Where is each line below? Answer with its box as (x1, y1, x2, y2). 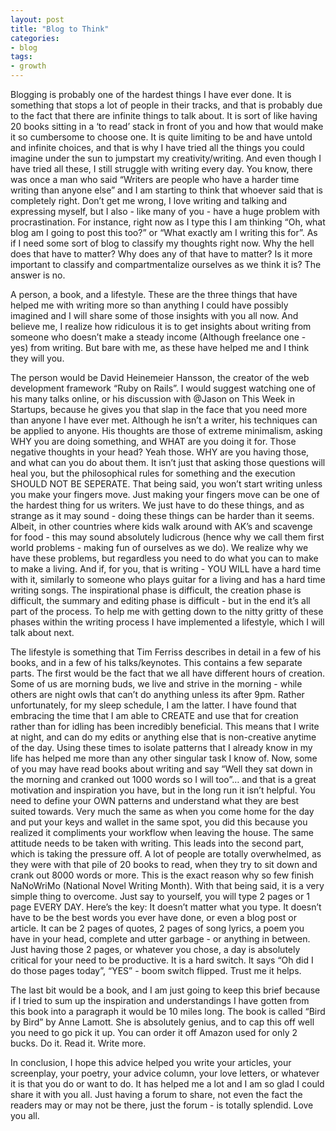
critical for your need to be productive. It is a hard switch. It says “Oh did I (10, 954, 314, 966)
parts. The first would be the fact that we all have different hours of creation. (10, 667, 325, 679)
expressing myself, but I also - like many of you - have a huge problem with (10, 206, 320, 217)
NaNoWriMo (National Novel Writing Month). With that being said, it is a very (10, 880, 325, 891)
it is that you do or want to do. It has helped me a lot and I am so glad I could (10, 1078, 325, 1090)
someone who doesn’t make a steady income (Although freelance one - (10, 331, 307, 343)
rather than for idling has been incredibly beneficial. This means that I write (10, 721, 320, 732)
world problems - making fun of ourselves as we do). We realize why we (10, 542, 309, 553)
